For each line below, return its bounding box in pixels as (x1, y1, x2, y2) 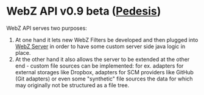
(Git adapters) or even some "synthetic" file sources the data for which (15, 75, 193, 82)
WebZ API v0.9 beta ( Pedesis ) (6, 4, 161, 18)
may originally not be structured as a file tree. (15, 81, 130, 89)
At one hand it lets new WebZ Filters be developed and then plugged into (15, 36, 199, 43)
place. (15, 49, 31, 56)
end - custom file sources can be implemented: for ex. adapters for (15, 62, 184, 69)
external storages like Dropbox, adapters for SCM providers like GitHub (15, 68, 194, 76)
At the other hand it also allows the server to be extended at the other (15, 55, 190, 63)
